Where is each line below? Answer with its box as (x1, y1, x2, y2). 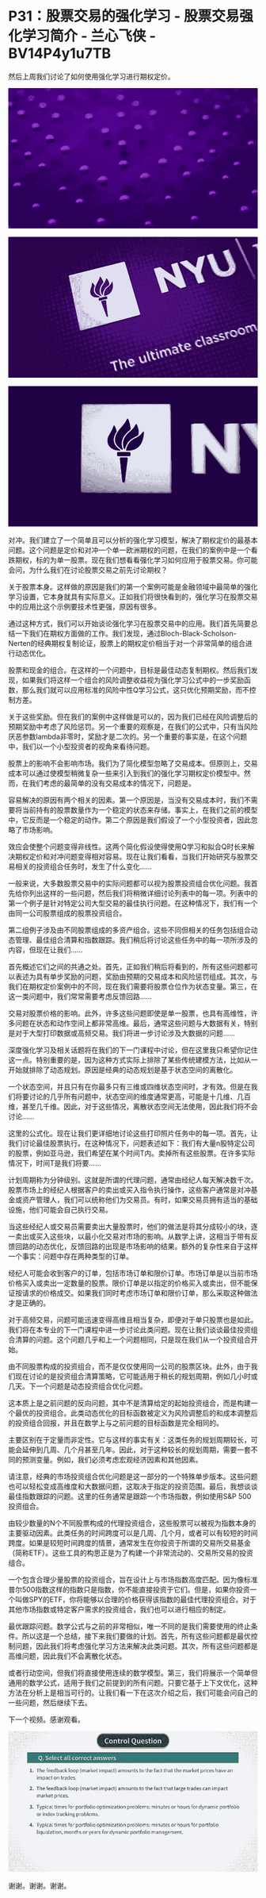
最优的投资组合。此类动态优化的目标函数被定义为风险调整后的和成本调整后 (14, 1408, 258, 1418)
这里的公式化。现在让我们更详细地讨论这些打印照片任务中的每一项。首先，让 (8, 1128, 258, 1139)
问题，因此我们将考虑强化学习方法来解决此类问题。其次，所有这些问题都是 (14, 1642, 258, 1651)
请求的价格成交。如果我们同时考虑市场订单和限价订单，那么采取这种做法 (21, 1289, 258, 1298)
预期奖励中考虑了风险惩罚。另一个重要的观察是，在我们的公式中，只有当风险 (8, 722, 258, 732)
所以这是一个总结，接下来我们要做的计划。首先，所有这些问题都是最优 (21, 1631, 251, 1641)
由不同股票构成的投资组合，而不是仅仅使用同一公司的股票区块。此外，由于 (8, 1362, 251, 1371)
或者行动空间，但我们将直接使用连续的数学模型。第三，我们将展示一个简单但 (8, 1668, 258, 1678)
